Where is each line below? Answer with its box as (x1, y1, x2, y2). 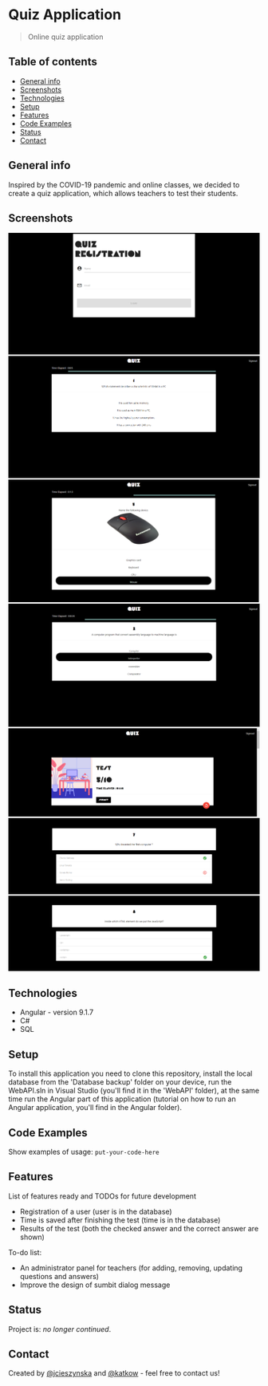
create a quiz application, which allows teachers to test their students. (8, 188, 238, 198)
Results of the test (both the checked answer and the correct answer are (19, 1223, 259, 1233)
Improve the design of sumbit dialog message (19, 1280, 171, 1290)
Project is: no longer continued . (8, 1324, 112, 1333)
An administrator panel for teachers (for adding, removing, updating (19, 1262, 243, 1273)
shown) (19, 1232, 45, 1242)
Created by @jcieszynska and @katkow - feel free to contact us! (8, 1368, 220, 1378)
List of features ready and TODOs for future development (8, 1191, 197, 1201)
